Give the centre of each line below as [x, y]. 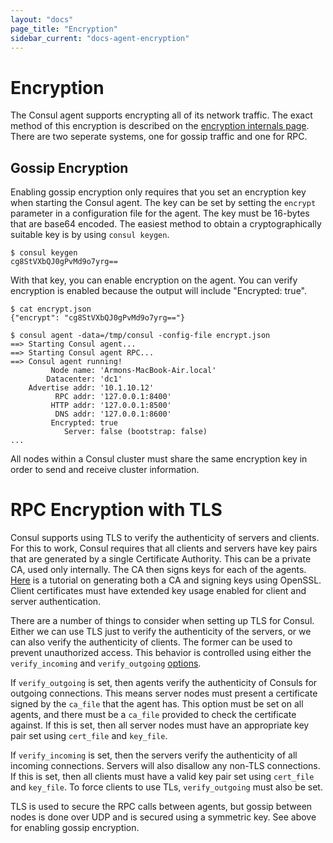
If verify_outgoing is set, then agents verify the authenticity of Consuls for [164, 683]
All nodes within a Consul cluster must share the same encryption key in [159, 459]
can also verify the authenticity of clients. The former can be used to [151, 642]
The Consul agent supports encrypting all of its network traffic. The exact [161, 115]
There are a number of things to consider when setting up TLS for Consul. [162, 621]
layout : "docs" [42, 19]
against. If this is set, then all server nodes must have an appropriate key [160, 725]
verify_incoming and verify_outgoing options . [106, 663]
